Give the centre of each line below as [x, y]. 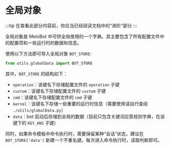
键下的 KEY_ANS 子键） [36, 122]
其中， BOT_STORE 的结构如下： [37, 73]
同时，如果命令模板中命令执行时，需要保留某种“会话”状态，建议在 [75, 134]
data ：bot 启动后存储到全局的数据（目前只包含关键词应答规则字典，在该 [89, 116]
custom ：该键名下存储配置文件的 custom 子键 [59, 91]
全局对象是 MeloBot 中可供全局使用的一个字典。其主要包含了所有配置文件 [83, 36]
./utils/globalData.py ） [39, 110]
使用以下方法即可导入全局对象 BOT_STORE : [48, 54]
